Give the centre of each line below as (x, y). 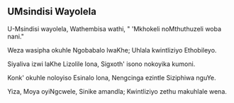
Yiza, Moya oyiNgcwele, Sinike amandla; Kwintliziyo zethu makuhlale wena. (117, 91)
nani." (16, 36)
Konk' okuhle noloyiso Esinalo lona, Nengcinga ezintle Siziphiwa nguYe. (112, 77)
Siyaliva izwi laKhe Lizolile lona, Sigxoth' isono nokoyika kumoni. (101, 64)
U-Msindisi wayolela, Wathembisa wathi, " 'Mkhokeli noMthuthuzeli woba (115, 28)
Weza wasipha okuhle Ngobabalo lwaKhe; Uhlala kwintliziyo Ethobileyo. (112, 50)
